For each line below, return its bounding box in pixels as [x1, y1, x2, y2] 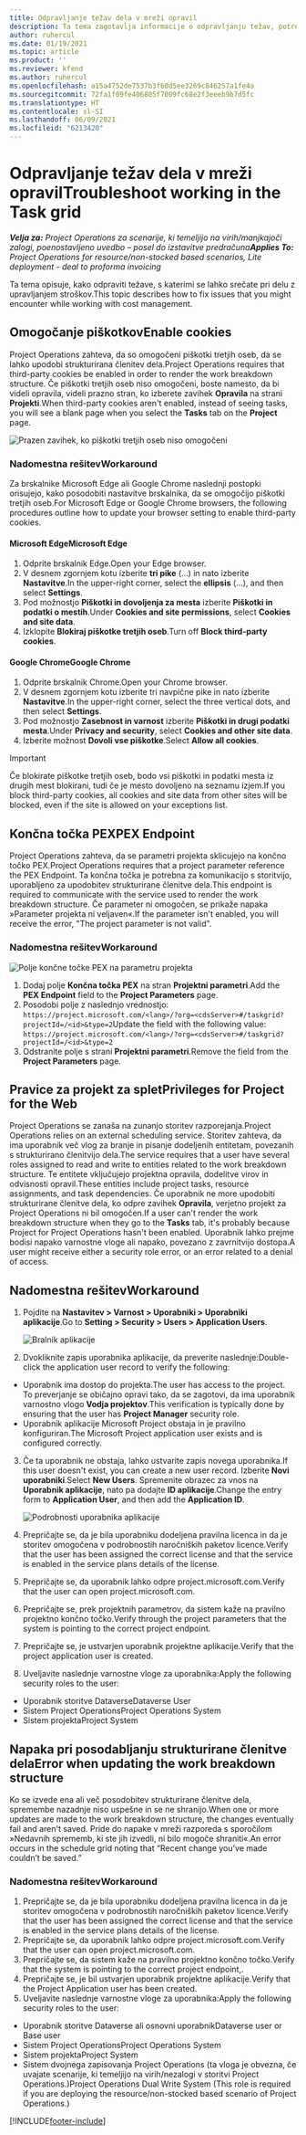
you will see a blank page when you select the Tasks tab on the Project [9, 407, 278, 418]
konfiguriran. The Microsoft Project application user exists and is [22, 1428, 263, 1439]
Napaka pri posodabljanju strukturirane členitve [9, 1741, 288, 1757]
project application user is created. [22, 1650, 154, 1662]
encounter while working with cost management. [9, 298, 193, 309]
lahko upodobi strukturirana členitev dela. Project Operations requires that [9, 358, 285, 370]
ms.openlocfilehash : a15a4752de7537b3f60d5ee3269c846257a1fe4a [9, 81, 255, 90]
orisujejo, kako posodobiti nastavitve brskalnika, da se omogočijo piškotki [9, 488, 285, 499]
